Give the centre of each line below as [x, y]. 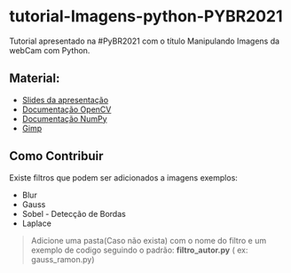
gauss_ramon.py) [63, 259]
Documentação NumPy [65, 118]
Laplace [36, 223]
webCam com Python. [50, 50]
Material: [35, 79]
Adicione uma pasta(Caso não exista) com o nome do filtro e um [149, 240]
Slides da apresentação [65, 100]
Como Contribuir [56, 156]
